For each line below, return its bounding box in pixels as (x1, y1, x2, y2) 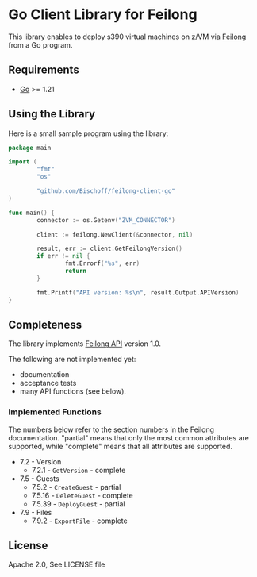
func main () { (8, 209, 56, 217)
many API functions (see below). (19, 387, 127, 396)
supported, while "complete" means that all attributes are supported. (8, 441, 232, 451)
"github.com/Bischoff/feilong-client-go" (36, 187, 176, 195)
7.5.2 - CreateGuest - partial (31, 482, 121, 491)
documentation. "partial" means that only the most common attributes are (8, 433, 250, 442)
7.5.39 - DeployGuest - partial (31, 498, 125, 509)
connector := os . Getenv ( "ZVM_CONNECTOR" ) (36, 216, 176, 224)
